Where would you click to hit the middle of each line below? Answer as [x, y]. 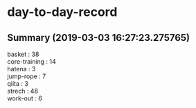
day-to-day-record [62, 12]
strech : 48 [23, 91]
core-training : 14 [32, 62]
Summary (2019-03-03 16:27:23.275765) [99, 38]
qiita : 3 [18, 83]
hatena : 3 [21, 69]
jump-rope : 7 [27, 76]
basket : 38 [23, 54]
